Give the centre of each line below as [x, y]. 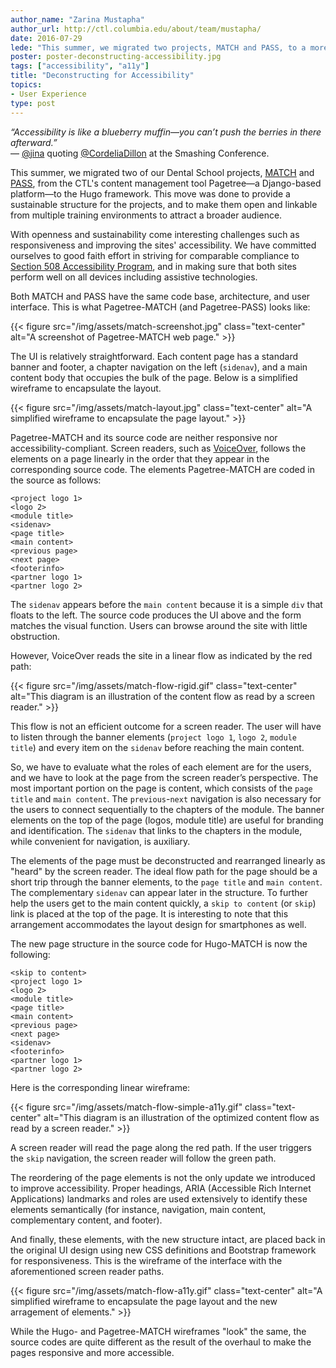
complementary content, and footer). [86, 1220]
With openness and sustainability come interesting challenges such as [155, 234]
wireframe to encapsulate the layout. [86, 388]
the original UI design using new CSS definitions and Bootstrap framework [163, 1250]
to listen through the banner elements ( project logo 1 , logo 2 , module [153, 737]
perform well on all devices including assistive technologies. [134, 277]
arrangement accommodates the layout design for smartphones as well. [158, 924]
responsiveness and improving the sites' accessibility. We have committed [163, 245]
